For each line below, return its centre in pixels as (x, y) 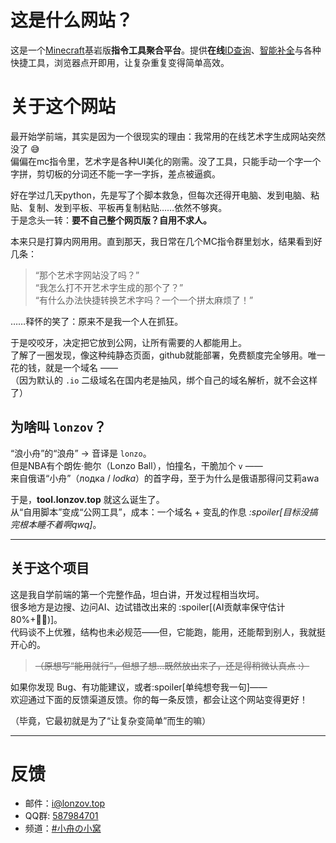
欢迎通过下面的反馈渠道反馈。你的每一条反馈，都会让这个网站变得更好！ (159, 699)
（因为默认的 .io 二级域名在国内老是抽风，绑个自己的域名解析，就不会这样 (164, 380)
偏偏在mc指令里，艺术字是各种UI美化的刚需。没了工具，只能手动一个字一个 (166, 161)
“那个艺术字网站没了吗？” (87, 275)
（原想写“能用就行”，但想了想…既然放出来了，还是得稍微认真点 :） (172, 665)
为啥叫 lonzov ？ (58, 427)
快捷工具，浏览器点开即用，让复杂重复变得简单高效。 (120, 62)
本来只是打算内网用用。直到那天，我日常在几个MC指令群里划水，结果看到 (162, 241)
